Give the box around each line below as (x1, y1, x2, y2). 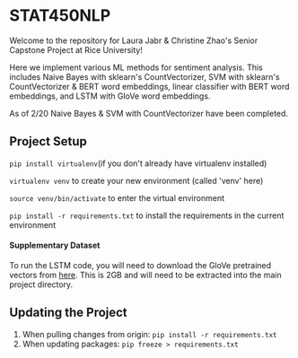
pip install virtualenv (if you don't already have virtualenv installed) (9, 158, 267, 169)
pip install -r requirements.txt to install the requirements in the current (9, 210, 285, 221)
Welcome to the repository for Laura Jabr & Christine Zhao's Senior (9, 35, 259, 46)
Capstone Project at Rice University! (9, 44, 144, 55)
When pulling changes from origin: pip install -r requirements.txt (22, 328, 277, 339)
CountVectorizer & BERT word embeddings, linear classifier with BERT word (9, 81, 290, 92)
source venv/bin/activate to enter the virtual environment (9, 192, 224, 203)
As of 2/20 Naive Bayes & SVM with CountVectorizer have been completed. (9, 108, 289, 118)
